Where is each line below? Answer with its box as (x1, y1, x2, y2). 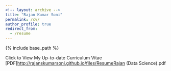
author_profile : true (5, 21, 52, 27)
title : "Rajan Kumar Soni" (5, 12, 63, 17)
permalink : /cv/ (5, 17, 40, 22)
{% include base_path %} (5, 45, 59, 51)
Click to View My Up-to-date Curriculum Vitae (5, 55, 102, 61)
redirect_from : (5, 26, 38, 31)
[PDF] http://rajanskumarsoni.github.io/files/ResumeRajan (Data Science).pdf (5, 60, 166, 66)
